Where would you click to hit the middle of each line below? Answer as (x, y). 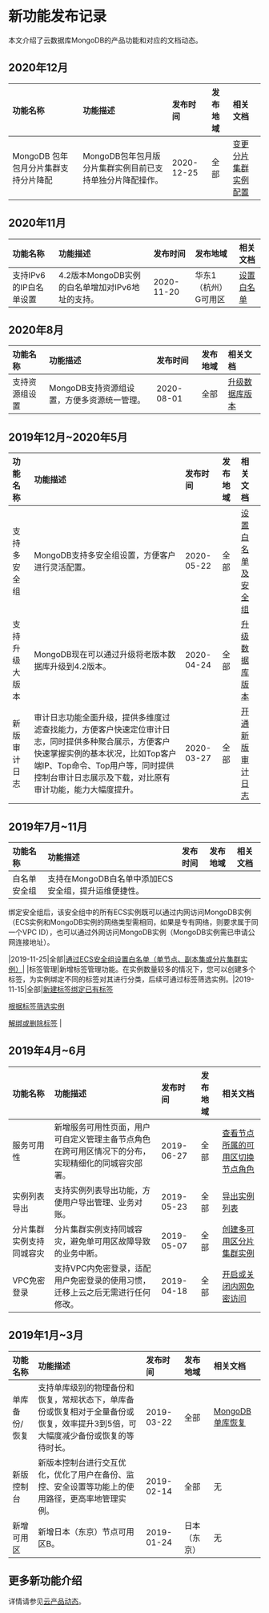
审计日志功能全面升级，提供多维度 (98, 718)
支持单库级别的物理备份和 (86, 1387)
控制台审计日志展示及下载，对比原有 (102, 778)
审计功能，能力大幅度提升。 (86, 790)
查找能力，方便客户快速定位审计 (102, 730)
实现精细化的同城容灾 (94, 1163)
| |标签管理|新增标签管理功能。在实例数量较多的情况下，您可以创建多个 (139, 969)
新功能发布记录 (58, 16)
